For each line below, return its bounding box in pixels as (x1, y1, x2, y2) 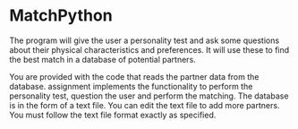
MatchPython (9, 5, 114, 26)
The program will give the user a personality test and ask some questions (9, 35, 280, 46)
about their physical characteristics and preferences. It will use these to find (9, 44, 290, 55)
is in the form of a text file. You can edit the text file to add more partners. (9, 99, 280, 110)
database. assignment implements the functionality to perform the (9, 81, 253, 91)
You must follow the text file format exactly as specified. (9, 109, 217, 120)
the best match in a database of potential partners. (9, 54, 197, 64)
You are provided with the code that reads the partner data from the (9, 71, 260, 82)
